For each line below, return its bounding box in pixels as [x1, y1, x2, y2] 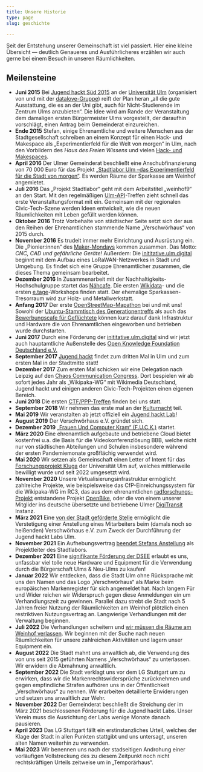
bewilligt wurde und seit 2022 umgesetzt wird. [14, 469, 131, 476]
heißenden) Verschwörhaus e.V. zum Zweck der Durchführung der [14, 527, 181, 534]
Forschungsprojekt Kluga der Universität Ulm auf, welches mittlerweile [14, 462, 190, 470]
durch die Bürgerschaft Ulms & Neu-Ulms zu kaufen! [14, 565, 146, 573]
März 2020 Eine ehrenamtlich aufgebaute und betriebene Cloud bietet [14, 430, 191, 437]
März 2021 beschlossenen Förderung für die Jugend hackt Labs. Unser [14, 707, 193, 714]
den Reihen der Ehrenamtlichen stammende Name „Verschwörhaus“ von [14, 224, 195, 231]
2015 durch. [14, 230, 45, 238]
